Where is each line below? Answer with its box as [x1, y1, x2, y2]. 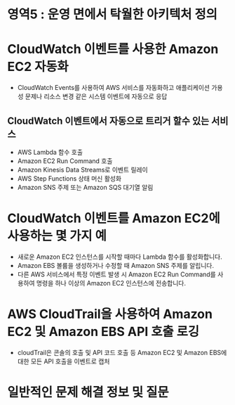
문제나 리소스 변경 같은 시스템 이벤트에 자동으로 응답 [25, 92, 168, 101]
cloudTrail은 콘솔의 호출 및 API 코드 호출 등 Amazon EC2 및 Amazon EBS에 [17, 348, 227, 356]
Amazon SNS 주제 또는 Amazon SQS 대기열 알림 [17, 183, 154, 191]
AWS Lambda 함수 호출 [17, 148, 83, 156]
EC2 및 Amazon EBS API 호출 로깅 [7, 324, 200, 340]
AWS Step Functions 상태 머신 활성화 [17, 174, 121, 183]
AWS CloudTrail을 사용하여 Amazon [7, 307, 213, 322]
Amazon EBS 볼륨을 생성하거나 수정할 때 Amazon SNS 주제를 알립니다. [17, 261, 215, 269]
